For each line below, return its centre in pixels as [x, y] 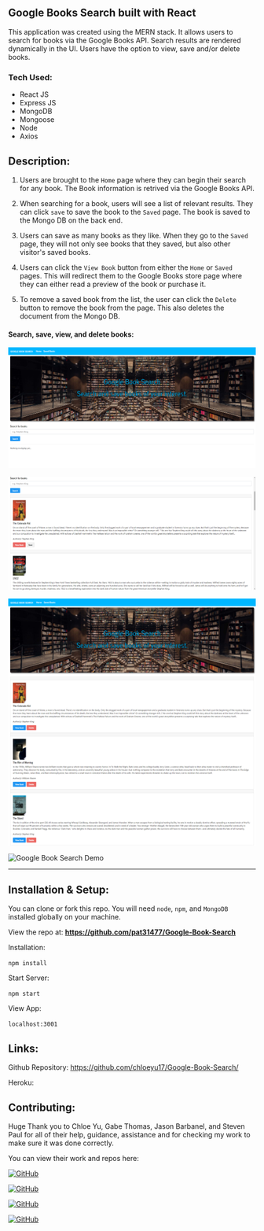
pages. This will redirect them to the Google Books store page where [130, 275]
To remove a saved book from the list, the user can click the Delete [128, 299]
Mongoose [37, 120]
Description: [39, 161]
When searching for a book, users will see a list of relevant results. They [136, 203]
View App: [25, 1008]
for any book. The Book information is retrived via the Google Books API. [137, 188]
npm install [27, 964]
